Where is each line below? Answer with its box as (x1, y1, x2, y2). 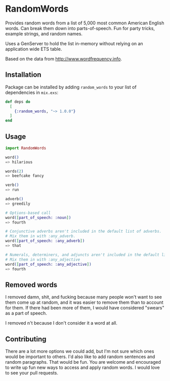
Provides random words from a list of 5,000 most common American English (5, 20, 164, 26)
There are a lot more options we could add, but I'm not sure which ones (5, 348, 154, 355)
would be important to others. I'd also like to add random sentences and (5, 354, 155, 360)
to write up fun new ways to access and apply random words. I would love (5, 364, 160, 371)
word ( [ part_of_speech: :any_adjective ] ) (5, 262, 92, 267)
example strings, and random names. (5, 30, 82, 37)
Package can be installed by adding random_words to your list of (5, 84, 137, 90)
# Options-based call (5, 210, 51, 215)
